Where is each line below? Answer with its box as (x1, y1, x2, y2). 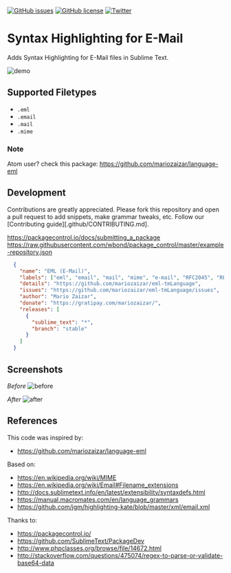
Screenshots (7, 364, 63, 375)
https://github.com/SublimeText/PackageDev (16, 536, 144, 545)
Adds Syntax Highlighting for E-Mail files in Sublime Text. (7, 53, 169, 61)
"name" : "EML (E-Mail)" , (19, 267, 91, 275)
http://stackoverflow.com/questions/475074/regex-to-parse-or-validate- (16, 551, 223, 559)
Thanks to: (7, 516, 38, 524)
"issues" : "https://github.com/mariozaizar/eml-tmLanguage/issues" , (19, 286, 220, 294)
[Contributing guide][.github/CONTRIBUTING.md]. (7, 220, 149, 228)
